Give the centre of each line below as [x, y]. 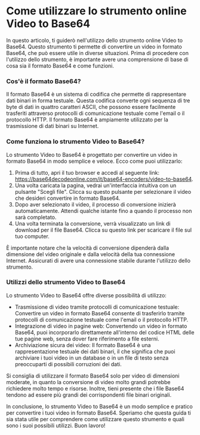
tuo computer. [32, 236]
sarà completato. [36, 217]
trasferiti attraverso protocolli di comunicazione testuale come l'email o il [96, 113]
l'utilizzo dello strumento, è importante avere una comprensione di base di [97, 59]
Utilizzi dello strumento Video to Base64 [66, 282]
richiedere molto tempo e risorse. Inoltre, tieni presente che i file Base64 [95, 388]
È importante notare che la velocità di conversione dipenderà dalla [87, 248]
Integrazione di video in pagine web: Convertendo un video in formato [101, 326]
